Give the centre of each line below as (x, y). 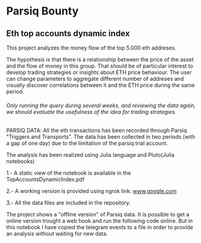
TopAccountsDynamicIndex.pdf (46, 180)
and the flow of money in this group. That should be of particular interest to (100, 66)
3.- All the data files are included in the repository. (69, 203)
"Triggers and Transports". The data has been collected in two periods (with (101, 137)
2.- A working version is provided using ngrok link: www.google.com (91, 191)
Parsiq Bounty (43, 11)
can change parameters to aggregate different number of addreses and (95, 79)
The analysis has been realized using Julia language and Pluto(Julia (91, 155)
